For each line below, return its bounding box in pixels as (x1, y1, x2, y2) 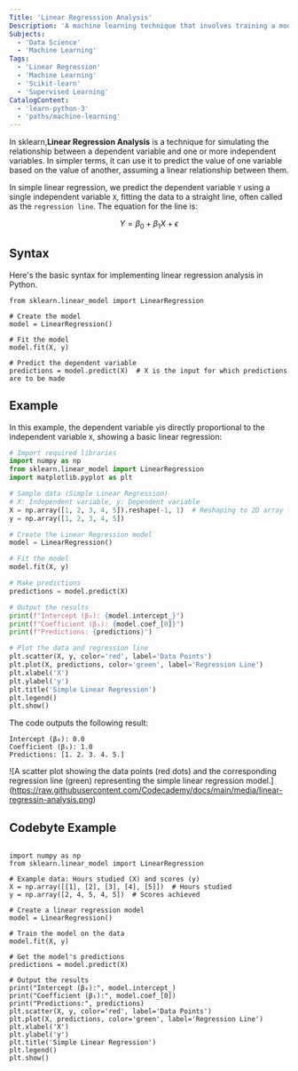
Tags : (9, 54, 29, 63)
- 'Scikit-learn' (17, 79, 82, 88)
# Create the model (9, 312, 82, 321)
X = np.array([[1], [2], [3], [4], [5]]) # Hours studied (9, 883, 232, 891)
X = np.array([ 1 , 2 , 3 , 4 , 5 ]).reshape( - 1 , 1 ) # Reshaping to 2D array (9, 506, 284, 515)
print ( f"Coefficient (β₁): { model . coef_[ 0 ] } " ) (9, 619, 184, 628)
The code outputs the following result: (9, 717, 149, 729)
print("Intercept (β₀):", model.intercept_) (9, 984, 176, 993)
